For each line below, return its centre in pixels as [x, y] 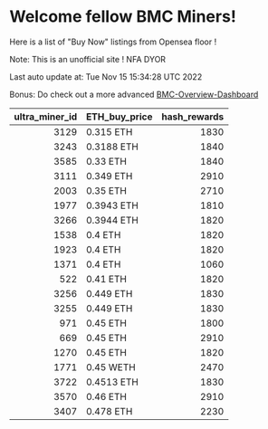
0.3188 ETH [112, 147]
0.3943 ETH [112, 205]
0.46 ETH [106, 396]
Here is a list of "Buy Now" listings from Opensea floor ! [113, 42]
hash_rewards [193, 117]
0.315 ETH [109, 131]
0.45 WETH [110, 367]
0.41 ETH [106, 279]
